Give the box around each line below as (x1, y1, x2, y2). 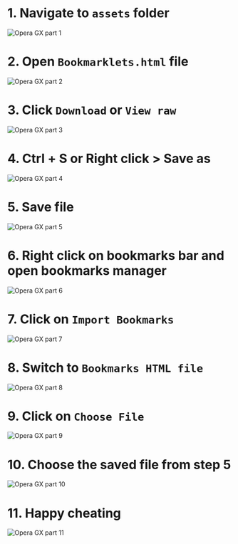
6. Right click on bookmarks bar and (7, 247, 224, 263)
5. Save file (7, 199, 74, 215)
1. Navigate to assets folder (7, 5, 170, 21)
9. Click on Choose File (7, 408, 145, 424)
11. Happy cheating (7, 505, 121, 521)
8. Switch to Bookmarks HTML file (7, 360, 204, 375)
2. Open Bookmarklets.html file (7, 53, 189, 70)
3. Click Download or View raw (7, 102, 177, 118)
